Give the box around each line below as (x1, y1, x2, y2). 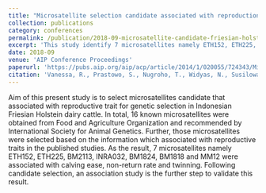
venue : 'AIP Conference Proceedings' (8, 56, 133, 64)
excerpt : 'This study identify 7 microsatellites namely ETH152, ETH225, (8, 41, 257, 49)
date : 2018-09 (8, 48, 55, 56)
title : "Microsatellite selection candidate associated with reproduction (8, 11, 260, 20)
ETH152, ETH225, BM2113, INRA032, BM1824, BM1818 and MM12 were (8, 152, 239, 161)
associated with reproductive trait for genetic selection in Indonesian (8, 101, 232, 110)
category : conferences (8, 26, 83, 34)
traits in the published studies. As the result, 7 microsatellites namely (8, 143, 232, 152)
